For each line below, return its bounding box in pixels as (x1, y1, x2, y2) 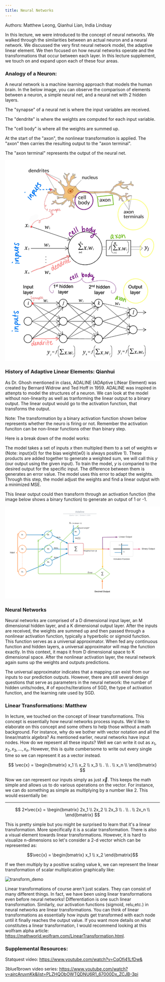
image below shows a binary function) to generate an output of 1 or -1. (5, 496, 147, 502)
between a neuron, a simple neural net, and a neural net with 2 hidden (5, 92, 147, 98)
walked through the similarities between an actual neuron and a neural (5, 37, 147, 43)
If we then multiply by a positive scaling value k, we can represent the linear (5, 861, 159, 867)
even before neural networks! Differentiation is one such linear (5, 896, 132, 902)
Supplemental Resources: (5, 945, 68, 952)
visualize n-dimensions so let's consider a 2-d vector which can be (5, 837, 141, 843)
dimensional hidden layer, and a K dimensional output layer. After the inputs (5, 623, 158, 629)
